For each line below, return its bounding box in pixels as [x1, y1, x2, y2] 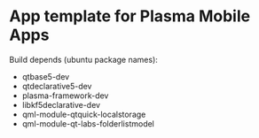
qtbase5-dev [21, 71, 70, 81]
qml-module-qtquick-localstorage [21, 109, 146, 119]
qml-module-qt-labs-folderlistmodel [21, 118, 155, 129]
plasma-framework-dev [21, 90, 109, 101]
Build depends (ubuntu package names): [9, 54, 158, 65]
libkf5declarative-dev [21, 99, 100, 110]
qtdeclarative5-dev [21, 80, 92, 91]
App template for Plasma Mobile [9, 6, 251, 27]
